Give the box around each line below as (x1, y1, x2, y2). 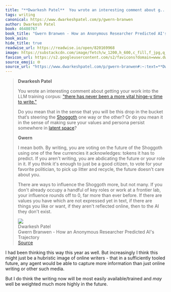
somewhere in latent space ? (17, 125, 77, 131)
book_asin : (5, 36, 28, 41)
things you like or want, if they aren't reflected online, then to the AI (17, 203, 159, 209)
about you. (17, 171, 41, 178)
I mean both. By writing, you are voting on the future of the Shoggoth (17, 144, 163, 151)
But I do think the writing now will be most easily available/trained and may (5, 276, 162, 282)
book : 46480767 (5, 26, 38, 32)
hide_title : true (5, 41, 42, 46)
